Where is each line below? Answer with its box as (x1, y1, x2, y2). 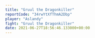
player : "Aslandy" (5, 16, 43, 21)
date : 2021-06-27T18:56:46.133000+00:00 (5, 26, 91, 31)
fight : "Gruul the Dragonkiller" (5, 21, 75, 26)
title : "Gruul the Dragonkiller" (5, 7, 75, 12)
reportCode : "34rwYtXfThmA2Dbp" (5, 12, 72, 17)
